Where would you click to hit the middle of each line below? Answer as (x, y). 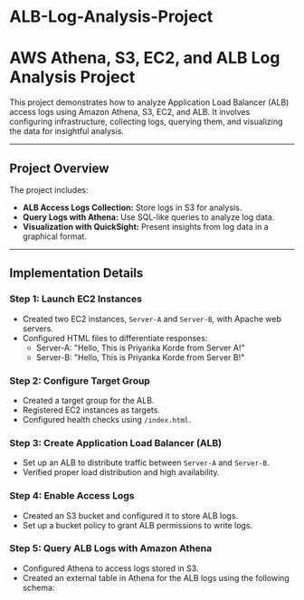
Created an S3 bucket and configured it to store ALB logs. (130, 515)
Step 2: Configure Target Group (80, 380)
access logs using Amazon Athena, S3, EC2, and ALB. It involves (130, 112)
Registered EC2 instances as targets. (91, 410)
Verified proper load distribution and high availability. (121, 472)
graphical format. (55, 236)
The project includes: (49, 190)
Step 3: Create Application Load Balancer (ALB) (116, 443)
